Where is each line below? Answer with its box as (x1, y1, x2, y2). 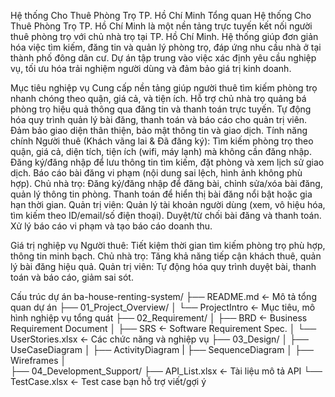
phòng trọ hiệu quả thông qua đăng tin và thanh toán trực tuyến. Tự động (10, 103, 312, 115)
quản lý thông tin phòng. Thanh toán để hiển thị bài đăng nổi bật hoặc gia (10, 188, 313, 200)
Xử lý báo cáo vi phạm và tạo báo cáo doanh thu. (10, 220, 213, 232)
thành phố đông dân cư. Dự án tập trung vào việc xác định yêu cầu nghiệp (10, 52, 317, 64)
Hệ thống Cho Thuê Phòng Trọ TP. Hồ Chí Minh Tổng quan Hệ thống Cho (10, 10, 312, 21)
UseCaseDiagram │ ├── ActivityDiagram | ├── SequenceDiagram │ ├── (10, 344, 314, 355)
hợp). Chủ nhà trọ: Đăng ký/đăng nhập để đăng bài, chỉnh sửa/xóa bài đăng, (10, 178, 323, 189)
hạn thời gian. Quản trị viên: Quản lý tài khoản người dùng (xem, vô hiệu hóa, (10, 199, 326, 210)
